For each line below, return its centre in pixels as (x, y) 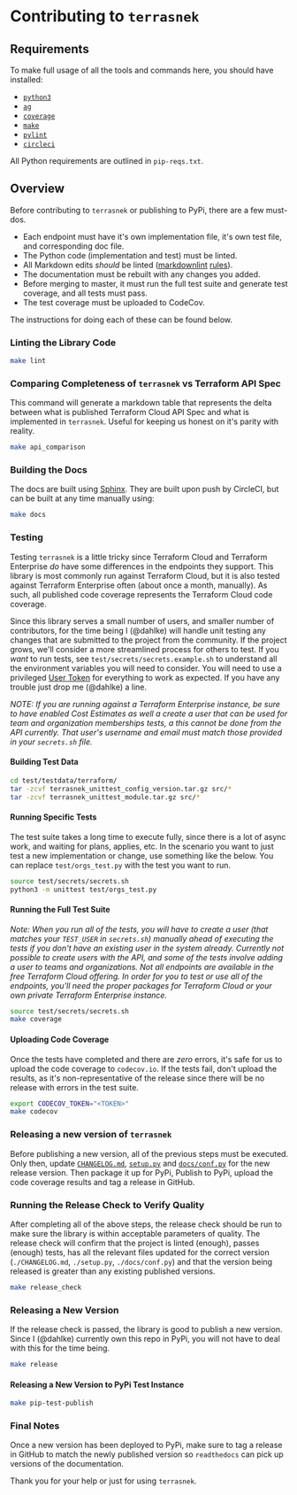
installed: (27, 80)
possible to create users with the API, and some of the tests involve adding (147, 957)
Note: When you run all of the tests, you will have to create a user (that (139, 929)
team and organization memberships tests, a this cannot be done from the (146, 722)
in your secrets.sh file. (51, 742)
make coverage (36, 1020)
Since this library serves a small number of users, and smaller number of (142, 620)
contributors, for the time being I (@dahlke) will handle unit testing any (138, 630)
